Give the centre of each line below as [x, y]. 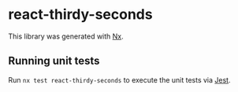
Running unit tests [54, 61]
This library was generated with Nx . [66, 36]
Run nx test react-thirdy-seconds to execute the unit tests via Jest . [119, 79]
